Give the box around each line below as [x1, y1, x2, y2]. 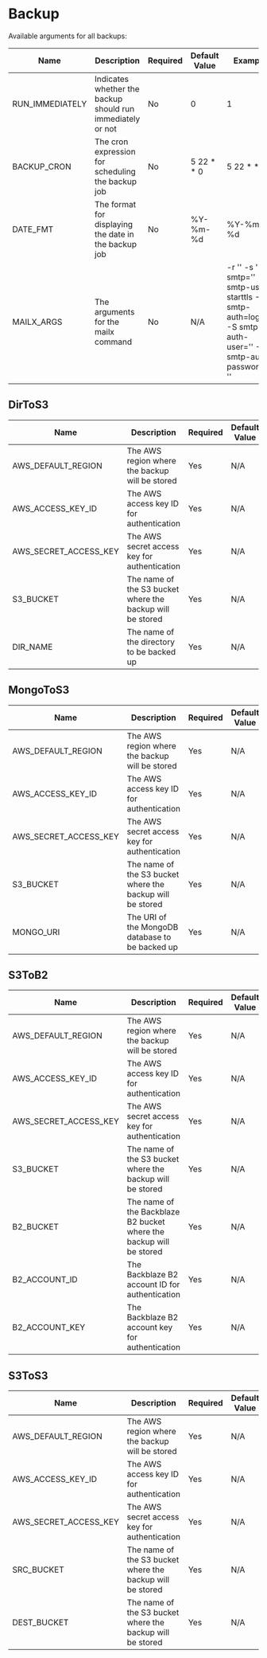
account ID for [126, 1279, 180, 1290]
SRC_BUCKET [12, 1564, 65, 1575]
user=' [226, 341, 252, 352]
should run [94, 103, 135, 114]
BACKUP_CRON [12, 161, 72, 172]
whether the [94, 83, 140, 94]
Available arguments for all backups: [8, 31, 127, 41]
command [94, 336, 133, 347]
